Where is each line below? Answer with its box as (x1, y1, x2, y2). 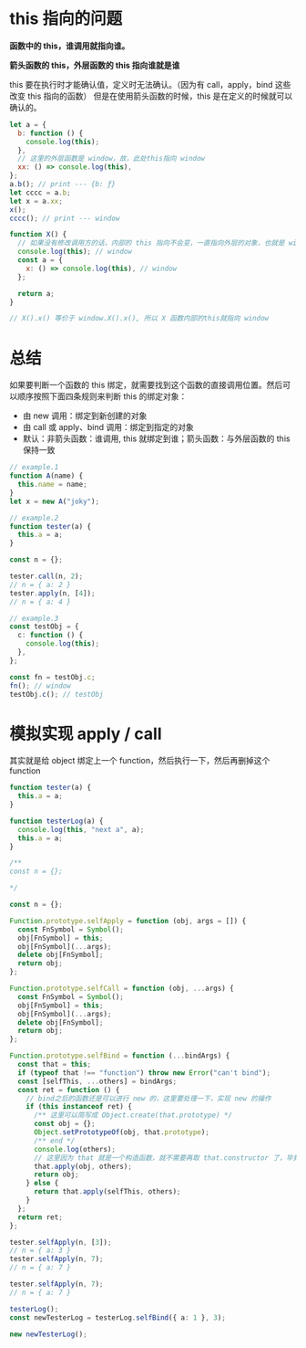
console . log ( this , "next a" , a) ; (17, 825, 145, 834)
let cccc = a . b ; (9, 188, 71, 197)
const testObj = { (9, 622, 79, 631)
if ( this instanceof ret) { (25, 1102, 132, 1111)
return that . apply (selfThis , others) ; (33, 1187, 181, 1196)
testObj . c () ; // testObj (9, 690, 104, 699)
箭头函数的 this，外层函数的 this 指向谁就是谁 (9, 59, 180, 70)
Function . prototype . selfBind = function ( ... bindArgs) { (9, 1051, 230, 1060)
